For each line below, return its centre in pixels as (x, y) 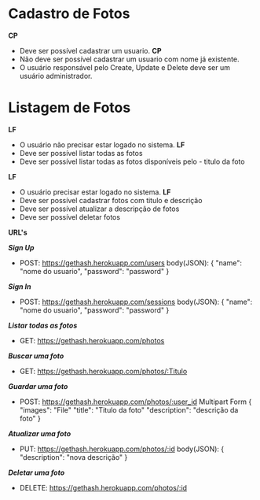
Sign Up (21, 247)
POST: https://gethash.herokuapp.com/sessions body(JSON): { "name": (136, 302)
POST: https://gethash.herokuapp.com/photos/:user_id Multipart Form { (135, 402)
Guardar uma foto (38, 386)
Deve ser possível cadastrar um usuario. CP (91, 50)
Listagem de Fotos (70, 108)
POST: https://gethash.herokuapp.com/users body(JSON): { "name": (130, 263)
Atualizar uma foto (40, 433)
